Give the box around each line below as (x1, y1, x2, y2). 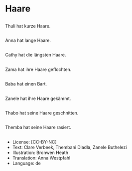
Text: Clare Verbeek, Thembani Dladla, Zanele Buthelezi (12, 144, 127, 150)
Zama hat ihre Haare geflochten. (5, 66, 72, 72)
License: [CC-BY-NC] (12, 138, 57, 145)
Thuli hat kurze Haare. (5, 23, 51, 29)
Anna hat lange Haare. (5, 37, 51, 43)
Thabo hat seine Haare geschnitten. (5, 109, 79, 115)
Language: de (12, 160, 41, 166)
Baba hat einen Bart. (5, 81, 47, 87)
